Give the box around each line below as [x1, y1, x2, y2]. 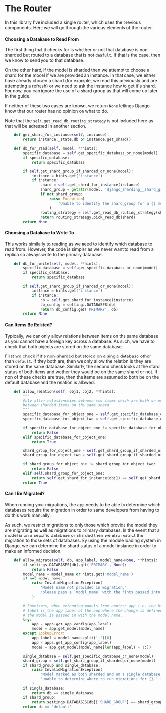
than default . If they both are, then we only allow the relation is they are [5, 358, 152, 364]
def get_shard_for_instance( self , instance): [14, 133, 110, 137]
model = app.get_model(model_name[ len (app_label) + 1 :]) [31, 645, 152, 650]
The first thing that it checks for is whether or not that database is [5, 47, 139, 53]
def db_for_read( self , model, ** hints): [14, 146, 98, 151]
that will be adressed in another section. [5, 123, 87, 129]
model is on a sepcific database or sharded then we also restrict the [5, 532, 144, 538]
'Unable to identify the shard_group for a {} [58, 201, 156, 206]
